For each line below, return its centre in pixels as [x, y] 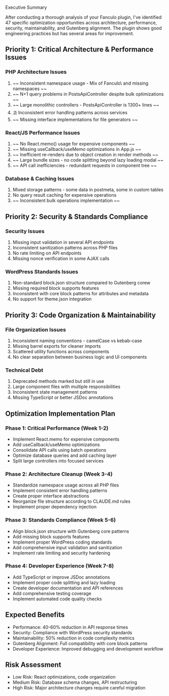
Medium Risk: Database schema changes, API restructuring [75, 682]
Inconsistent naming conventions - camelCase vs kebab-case [77, 341]
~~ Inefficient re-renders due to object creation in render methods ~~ [86, 154]
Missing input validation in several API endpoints [63, 242]
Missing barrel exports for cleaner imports [57, 346]
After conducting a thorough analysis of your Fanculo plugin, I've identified [83, 17]
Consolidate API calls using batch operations [59, 450]
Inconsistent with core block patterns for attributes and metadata [80, 294]
